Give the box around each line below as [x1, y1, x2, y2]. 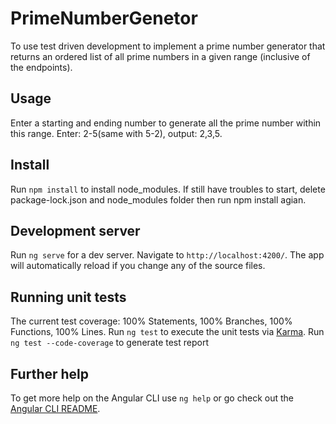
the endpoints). [10, 61, 73, 73]
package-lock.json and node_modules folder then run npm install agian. [10, 193, 307, 206]
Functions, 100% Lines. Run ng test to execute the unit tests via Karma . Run [10, 326, 325, 338]
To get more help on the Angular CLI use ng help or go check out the [10, 392, 294, 404]
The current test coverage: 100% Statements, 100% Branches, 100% [10, 315, 293, 327]
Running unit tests [10, 288, 127, 306]
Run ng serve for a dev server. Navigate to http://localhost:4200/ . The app [10, 249, 325, 261]
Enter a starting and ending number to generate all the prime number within [10, 117, 322, 129]
